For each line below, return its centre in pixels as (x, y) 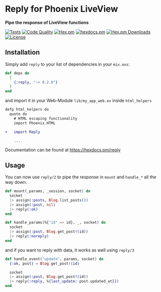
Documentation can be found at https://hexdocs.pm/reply (63, 150)
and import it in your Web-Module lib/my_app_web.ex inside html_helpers (79, 100)
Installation (22, 52)
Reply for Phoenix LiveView (62, 9)
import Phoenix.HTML (35, 123)
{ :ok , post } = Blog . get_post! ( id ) (44, 263)
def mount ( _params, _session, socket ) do (48, 191)
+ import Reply (23, 132)
